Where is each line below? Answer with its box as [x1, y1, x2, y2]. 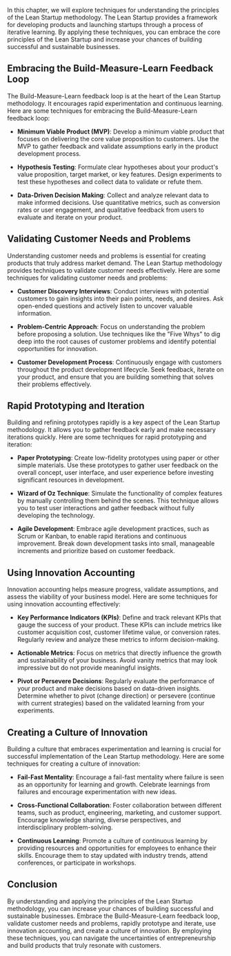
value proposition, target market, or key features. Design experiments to [17, 170, 222, 179]
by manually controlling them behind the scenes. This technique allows [17, 496, 219, 505]
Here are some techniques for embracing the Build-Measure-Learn [7, 107, 198, 115]
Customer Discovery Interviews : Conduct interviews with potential [17, 287, 209, 295]
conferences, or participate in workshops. [17, 858, 137, 867]
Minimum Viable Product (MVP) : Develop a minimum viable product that [17, 127, 225, 136]
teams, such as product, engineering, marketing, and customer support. [17, 809, 222, 817]
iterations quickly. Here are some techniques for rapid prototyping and [7, 433, 207, 442]
